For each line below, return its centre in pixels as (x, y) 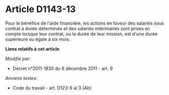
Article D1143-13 (40, 9)
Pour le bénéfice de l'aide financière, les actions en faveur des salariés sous (85, 23)
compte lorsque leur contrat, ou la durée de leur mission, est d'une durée (81, 34)
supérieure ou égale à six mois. (38, 39)
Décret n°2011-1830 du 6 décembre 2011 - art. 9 (62, 68)
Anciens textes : (22, 78)
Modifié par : (18, 58)
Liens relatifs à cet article (32, 49)
